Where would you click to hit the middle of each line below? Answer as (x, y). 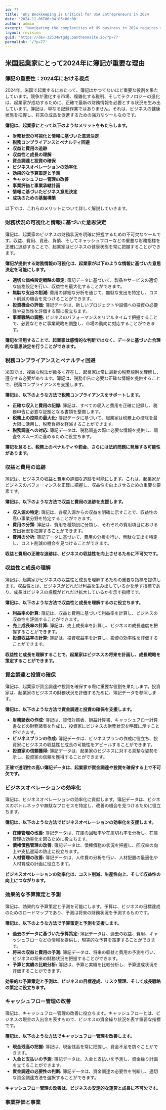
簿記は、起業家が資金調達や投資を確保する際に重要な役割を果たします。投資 (83, 686)
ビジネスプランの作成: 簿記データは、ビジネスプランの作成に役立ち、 (83, 738)
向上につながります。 (27, 881)
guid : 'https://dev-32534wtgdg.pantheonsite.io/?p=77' (63, 38)
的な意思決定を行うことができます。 (42, 346)
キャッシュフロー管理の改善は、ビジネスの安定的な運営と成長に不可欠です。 (83, 1088)
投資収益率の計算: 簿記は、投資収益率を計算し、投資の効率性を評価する (85, 638)
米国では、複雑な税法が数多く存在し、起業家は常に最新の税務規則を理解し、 (83, 372)
